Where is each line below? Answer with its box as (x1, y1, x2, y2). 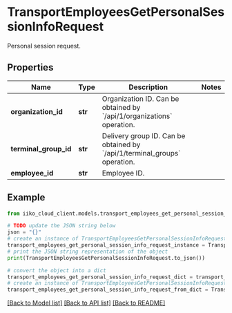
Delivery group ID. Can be (101, 131, 186, 140)
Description (128, 82, 168, 92)
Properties (7, 61, 54, 73)
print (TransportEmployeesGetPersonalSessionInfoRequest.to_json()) (7, 254, 206, 261)
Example (7, 191, 46, 204)
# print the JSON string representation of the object (7, 248, 168, 255)
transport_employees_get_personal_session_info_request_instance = (7, 242, 206, 249)
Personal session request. (7, 41, 81, 50)
